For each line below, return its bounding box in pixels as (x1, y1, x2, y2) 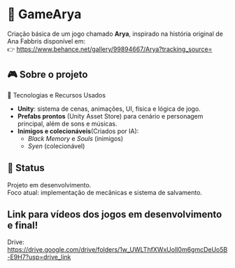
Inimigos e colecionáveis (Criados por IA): (17, 126, 139, 135)
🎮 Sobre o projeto (7, 69, 88, 81)
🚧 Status (7, 162, 45, 174)
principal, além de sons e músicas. (17, 119, 117, 128)
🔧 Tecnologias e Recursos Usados (7, 91, 106, 99)
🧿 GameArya (7, 6, 82, 22)
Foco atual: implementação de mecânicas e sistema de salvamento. (7, 188, 203, 196)
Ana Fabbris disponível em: (7, 36, 86, 45)
